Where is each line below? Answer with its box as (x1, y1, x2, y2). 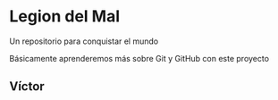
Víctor (9, 79, 45, 95)
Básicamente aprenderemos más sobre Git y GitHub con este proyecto (9, 53, 270, 63)
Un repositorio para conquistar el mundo (9, 36, 159, 46)
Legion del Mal (9, 6, 121, 27)
